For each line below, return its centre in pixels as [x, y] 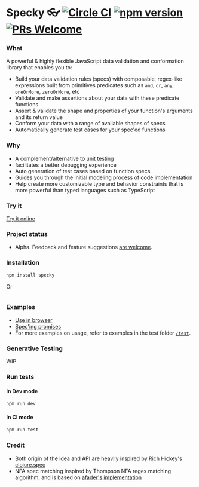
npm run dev [21, 404]
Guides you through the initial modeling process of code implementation [104, 177]
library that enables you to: [39, 68]
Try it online [21, 219]
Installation [23, 263]
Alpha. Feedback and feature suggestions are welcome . [83, 247]
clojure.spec [30, 464]
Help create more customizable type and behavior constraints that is [99, 183]
